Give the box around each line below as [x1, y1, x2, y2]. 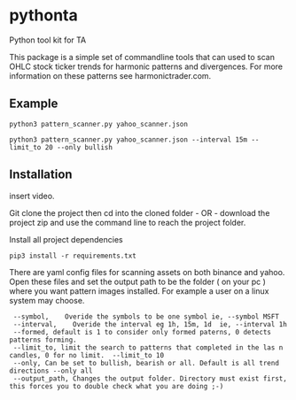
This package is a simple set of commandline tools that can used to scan [9, 51, 275, 62]
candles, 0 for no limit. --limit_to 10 [9, 350, 165, 359]
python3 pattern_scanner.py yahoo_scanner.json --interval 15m [9, 135, 248, 144]
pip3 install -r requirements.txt [9, 251, 137, 260]
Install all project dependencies [9, 234, 123, 244]
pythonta [9, 5, 78, 26]
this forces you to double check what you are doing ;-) [9, 381, 224, 390]
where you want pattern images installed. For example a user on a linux [9, 285, 269, 296]
